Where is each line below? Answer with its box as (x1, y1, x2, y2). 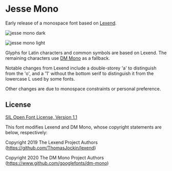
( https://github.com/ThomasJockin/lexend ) (5, 144, 96, 151)
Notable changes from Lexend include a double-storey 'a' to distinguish (5, 65, 157, 71)
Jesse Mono (5, 3, 59, 15)
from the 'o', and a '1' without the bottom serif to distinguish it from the (5, 70, 154, 77)
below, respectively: (5, 129, 48, 135)
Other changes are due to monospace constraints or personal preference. (5, 85, 161, 92)
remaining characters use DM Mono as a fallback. (5, 55, 110, 61)
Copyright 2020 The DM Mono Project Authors (5, 154, 104, 161)
